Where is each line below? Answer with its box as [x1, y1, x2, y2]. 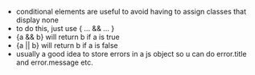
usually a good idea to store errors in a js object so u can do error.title [15, 49, 247, 58]
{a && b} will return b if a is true [15, 32, 121, 41]
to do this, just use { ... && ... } [15, 24, 115, 33]
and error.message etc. [15, 57, 94, 67]
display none [15, 15, 59, 25]
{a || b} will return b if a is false [15, 41, 118, 50]
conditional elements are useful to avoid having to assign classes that [15, 7, 247, 16]
